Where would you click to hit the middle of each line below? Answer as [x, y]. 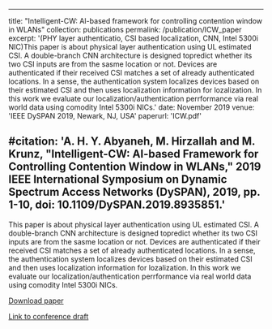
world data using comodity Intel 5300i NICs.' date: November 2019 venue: [132, 107]
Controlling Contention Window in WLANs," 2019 [135, 167]
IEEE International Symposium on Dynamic [118, 180]
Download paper [36, 301]
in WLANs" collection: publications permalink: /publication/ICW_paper [125, 30]
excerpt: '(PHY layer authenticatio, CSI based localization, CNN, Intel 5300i [134, 38]
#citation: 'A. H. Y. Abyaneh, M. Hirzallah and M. [132, 142]
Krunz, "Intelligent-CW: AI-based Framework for [134, 154]
